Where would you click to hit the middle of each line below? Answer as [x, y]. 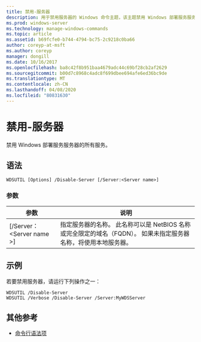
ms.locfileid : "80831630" [38, 95]
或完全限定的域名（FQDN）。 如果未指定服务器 [125, 233]
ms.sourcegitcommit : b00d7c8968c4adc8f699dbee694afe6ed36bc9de [87, 73]
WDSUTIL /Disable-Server [37, 292]
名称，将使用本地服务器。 [96, 242]
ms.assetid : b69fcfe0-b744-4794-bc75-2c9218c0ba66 [71, 40]
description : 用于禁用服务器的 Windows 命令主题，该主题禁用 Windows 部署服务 [97, 17]
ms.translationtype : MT [36, 79]
